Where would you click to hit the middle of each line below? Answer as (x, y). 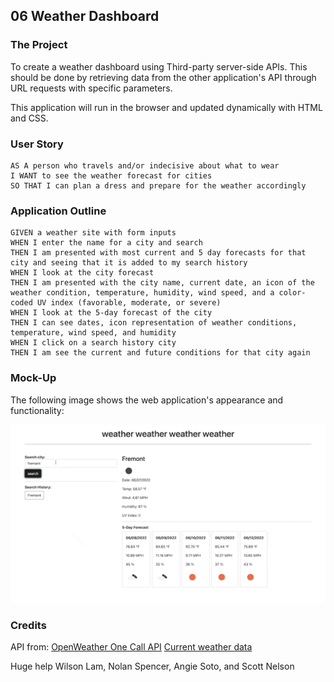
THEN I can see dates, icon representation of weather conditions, (154, 323)
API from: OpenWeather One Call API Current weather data (131, 647)
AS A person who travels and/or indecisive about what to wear (145, 165)
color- (292, 293)
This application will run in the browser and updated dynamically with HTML (166, 107)
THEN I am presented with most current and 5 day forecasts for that (158, 253)
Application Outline (58, 211)
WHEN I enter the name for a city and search (106, 243)
